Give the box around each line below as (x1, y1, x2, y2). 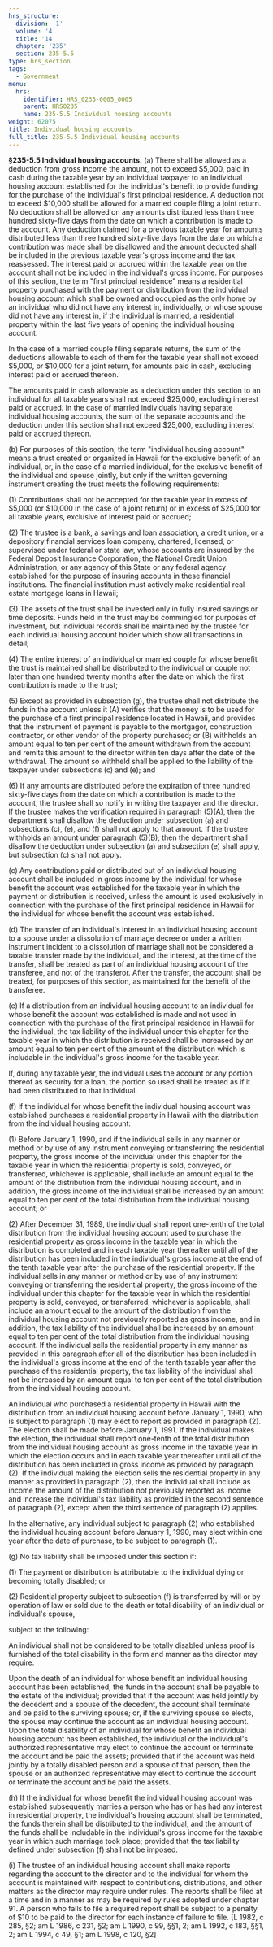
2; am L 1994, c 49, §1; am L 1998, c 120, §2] (8, 1929, 157, 1939)
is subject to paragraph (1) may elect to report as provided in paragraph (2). (8, 1416, 262, 1426)
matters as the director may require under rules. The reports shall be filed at (8, 1886, 262, 1896)
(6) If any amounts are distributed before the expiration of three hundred (8, 780, 250, 790)
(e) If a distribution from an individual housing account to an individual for (8, 1001, 254, 1010)
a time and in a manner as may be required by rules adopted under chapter (8, 1895, 260, 1905)
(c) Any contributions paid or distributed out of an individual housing (8, 865, 237, 875)
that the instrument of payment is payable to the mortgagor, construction (8, 721, 253, 732)
